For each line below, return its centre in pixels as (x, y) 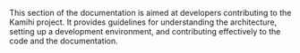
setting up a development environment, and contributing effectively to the (145, 31)
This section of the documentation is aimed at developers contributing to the (150, 13)
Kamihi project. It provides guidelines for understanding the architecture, (143, 22)
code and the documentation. (64, 41)
